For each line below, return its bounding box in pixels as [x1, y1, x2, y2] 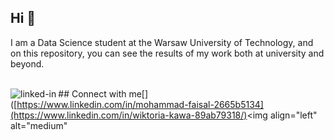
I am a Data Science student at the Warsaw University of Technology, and [10, 36, 314, 48]
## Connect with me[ [58, 87, 145, 100]
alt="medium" [10, 119, 68, 131]
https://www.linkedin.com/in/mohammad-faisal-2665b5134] [16, 98, 264, 110]
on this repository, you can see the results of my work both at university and [10, 47, 325, 59]
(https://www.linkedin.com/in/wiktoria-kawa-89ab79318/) [10, 109, 248, 121]
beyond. [10, 57, 45, 70]
